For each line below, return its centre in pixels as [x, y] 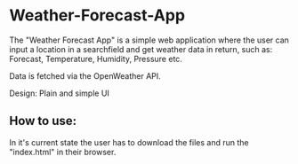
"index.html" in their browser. [63, 152]
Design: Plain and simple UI [59, 93]
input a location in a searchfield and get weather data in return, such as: [141, 49]
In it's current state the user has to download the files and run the [129, 142]
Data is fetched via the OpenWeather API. [85, 75]
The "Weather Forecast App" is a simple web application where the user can [149, 40]
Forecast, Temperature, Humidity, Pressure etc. [96, 59]
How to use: [43, 121]
